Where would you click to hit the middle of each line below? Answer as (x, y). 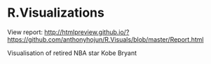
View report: (25, 32)
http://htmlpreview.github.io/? (87, 32)
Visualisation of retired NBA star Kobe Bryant (72, 53)
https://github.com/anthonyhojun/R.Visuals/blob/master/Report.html (105, 39)
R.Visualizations (56, 13)
